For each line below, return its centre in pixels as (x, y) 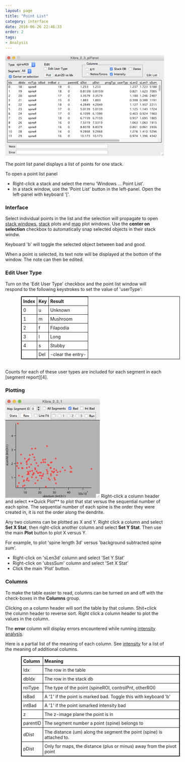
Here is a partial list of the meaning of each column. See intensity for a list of (85, 644)
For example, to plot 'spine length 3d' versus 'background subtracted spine (83, 543)
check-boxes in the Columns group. (43, 598)
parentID (32, 723)
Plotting (15, 390)
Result (57, 301)
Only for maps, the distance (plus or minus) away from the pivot (110, 746)
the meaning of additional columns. (42, 649)
